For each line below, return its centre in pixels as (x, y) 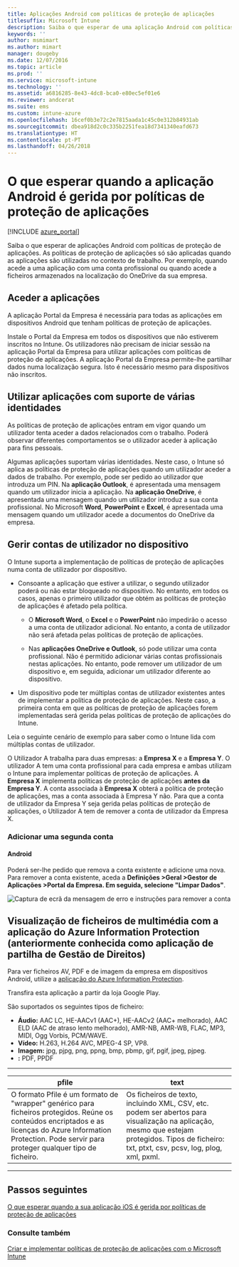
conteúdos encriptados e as (58, 1121)
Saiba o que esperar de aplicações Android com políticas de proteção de (115, 246)
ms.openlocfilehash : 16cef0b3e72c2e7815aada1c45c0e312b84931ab (103, 120)
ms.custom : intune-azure (44, 113)
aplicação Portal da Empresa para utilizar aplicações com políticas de (109, 351)
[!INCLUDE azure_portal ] (43, 231)
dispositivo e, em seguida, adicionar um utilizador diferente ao (119, 671)
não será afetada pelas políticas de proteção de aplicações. (116, 635)
